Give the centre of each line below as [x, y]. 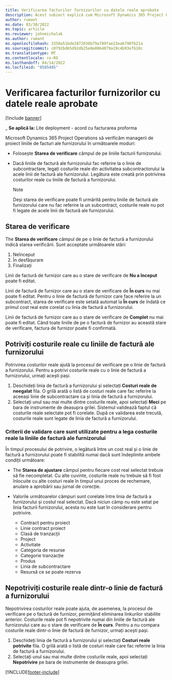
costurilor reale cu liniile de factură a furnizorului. [64, 180]
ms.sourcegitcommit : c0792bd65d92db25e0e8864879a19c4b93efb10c [74, 48]
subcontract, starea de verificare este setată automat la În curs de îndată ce [85, 302]
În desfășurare [28, 260]
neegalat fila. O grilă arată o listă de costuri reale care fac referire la [84, 391]
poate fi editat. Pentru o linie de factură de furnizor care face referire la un [83, 296]
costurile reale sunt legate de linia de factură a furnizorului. [75, 418]
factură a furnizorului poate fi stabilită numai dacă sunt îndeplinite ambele [83, 454]
